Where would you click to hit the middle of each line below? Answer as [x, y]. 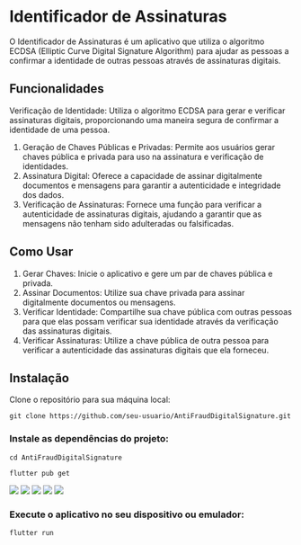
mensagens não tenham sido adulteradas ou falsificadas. [128, 223]
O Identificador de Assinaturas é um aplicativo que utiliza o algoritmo [137, 41]
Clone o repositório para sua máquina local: [90, 400]
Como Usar [41, 252]
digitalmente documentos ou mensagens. [99, 302]
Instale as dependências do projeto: [89, 439]
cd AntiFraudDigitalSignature [66, 457]
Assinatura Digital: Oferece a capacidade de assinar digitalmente [142, 175]
